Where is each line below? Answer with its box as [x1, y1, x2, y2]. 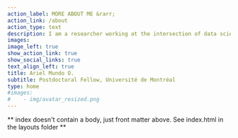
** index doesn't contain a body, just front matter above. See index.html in [7, 115, 224, 124]
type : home [7, 83, 40, 90]
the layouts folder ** [7, 123, 67, 131]
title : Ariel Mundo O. [7, 69, 74, 76]
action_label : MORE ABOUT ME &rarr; [7, 10, 115, 18]
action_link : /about [7, 17, 69, 24]
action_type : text [7, 23, 62, 30]
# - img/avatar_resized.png [7, 96, 100, 103]
